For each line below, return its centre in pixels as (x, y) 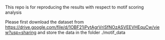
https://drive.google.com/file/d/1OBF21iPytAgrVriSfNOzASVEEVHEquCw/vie (82, 27)
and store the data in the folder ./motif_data (82, 32)
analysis (14, 12)
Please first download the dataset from (45, 22)
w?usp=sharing (21, 32)
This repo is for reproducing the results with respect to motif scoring (75, 7)
